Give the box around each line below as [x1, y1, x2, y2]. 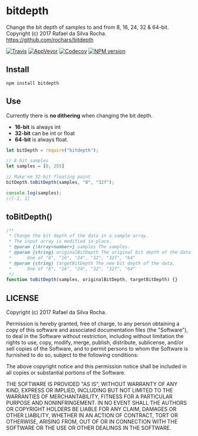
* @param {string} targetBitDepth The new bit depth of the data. [8, 260, 176, 266]
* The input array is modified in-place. [8, 239, 112, 245]
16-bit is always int [14, 123, 61, 130]
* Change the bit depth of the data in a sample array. [8, 233, 149, 239]
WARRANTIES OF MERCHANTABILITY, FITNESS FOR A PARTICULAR [6, 393, 173, 400]
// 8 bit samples [6, 158, 49, 164]
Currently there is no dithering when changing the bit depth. [6, 112, 153, 119]
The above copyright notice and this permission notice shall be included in [6, 363, 187, 370]
